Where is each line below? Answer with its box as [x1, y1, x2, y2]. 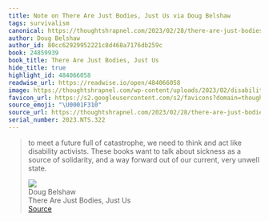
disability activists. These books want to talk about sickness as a [27, 146, 242, 156]
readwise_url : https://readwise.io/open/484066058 [8, 78, 181, 86]
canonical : [8, 26, 45, 34]
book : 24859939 [8, 49, 59, 57]
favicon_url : [8, 94, 52, 102]
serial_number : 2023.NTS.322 [8, 116, 106, 124]
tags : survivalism [8, 19, 70, 27]
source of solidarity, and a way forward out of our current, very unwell [27, 155, 260, 164]
